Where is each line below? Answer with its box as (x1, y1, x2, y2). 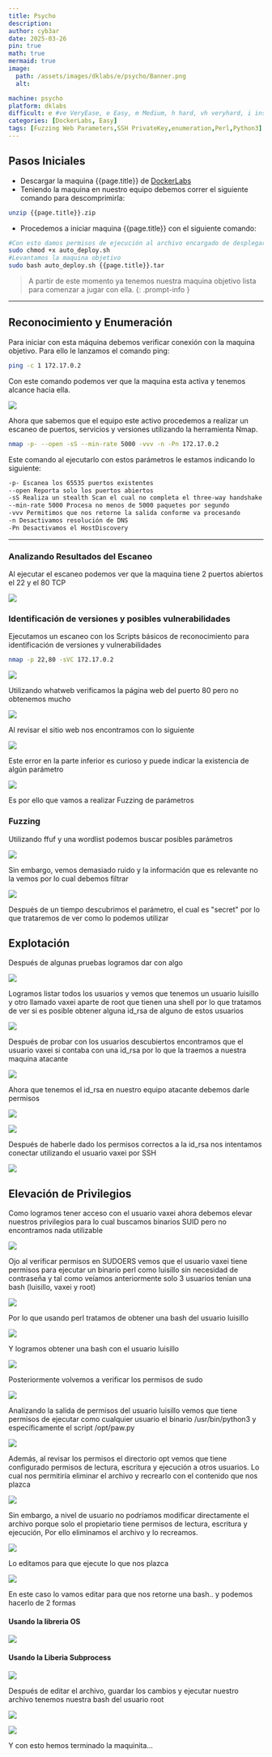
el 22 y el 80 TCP (8, 578, 66, 588)
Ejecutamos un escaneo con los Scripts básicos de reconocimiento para (8, 632, 249, 641)
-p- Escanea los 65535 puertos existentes (8, 479, 154, 487)
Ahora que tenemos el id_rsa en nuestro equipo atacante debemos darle (8, 1085, 249, 1095)
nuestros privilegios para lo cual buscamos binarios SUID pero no (8, 1217, 227, 1227)
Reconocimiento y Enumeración (8, 316, 172, 330)
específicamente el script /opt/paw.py (8, 1423, 135, 1433)
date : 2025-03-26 (8, 34, 67, 43)
